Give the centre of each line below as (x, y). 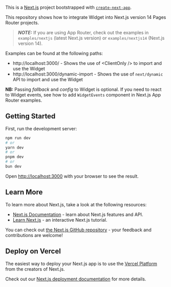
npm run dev (18, 138)
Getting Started (30, 116)
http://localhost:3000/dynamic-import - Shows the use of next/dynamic (88, 74)
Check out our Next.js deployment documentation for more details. (76, 279)
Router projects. (22, 23)
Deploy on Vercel (33, 252)
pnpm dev (15, 157)
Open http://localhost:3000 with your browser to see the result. (72, 176)
